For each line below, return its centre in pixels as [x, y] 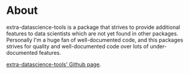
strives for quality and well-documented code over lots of [77, 46]
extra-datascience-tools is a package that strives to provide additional [93, 27]
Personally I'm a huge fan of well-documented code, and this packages [95, 40]
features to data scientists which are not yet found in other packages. [92, 33]
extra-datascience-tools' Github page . [54, 64]
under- [158, 46]
